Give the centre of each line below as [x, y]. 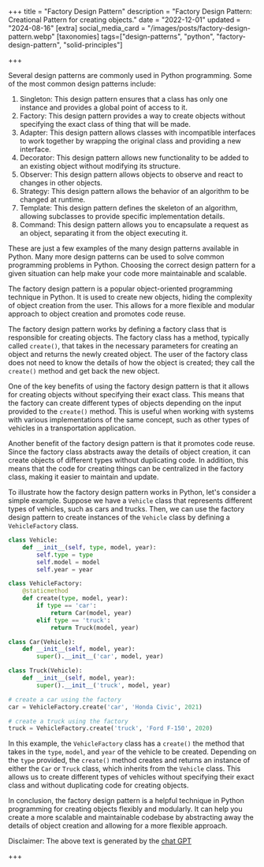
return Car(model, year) [91, 613]
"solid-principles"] [93, 45]
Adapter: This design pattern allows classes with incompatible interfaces [138, 132]
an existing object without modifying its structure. [100, 166]
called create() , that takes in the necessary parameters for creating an [123, 346]
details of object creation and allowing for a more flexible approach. [118, 826]
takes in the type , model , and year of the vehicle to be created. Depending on [132, 752]
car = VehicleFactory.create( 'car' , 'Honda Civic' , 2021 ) [105, 707]
